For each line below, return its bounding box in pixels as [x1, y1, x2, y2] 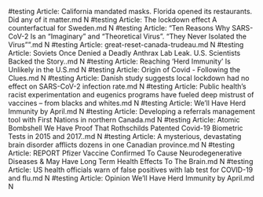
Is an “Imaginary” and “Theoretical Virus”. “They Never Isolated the [30, 31, 247, 41]
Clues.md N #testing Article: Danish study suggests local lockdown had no [8, 74, 250, 82]
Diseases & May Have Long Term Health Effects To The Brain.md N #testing [8, 157, 254, 166]
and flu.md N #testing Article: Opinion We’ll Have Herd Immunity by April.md [8, 173, 255, 183]
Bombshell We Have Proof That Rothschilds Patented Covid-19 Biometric [8, 123, 243, 133]
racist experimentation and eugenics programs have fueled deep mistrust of [8, 90, 254, 99]
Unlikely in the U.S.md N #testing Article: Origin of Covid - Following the [8, 65, 241, 74]
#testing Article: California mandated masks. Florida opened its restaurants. [8, 7, 253, 16]
